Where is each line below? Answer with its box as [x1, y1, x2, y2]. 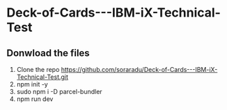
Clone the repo [16, 66, 60, 73]
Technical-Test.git [16, 73, 69, 81]
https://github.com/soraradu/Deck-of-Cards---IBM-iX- [61, 66, 218, 73]
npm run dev [16, 95, 54, 103]
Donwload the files [6, 47, 90, 59]
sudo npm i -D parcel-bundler [16, 88, 102, 95]
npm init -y [16, 80, 48, 88]
